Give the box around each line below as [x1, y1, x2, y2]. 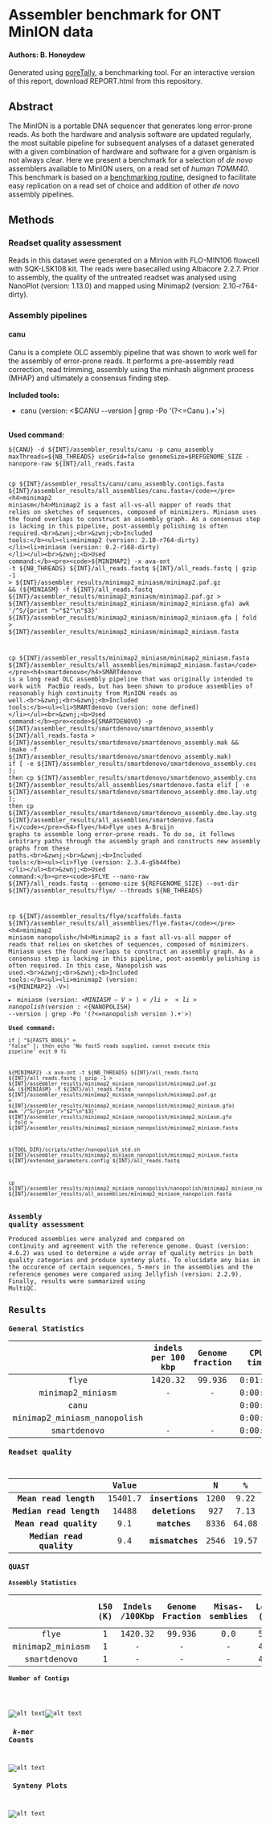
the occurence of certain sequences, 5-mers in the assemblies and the [8, 1263, 253, 1271]
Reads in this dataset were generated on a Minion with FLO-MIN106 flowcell [8, 255, 260, 265]
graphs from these [8, 844, 70, 852]
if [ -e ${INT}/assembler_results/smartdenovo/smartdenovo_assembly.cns [8, 760, 257, 768]
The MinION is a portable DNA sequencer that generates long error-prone [8, 121, 253, 130]
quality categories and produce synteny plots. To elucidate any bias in [8, 1256, 261, 1264]
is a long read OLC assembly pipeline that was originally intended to [8, 675, 253, 683]
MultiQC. [8, 1284, 38, 1292]
